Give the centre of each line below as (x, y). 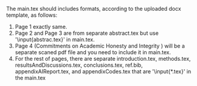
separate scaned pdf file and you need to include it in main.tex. (93, 52)
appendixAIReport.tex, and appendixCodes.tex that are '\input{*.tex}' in (103, 71)
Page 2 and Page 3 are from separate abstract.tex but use (87, 33)
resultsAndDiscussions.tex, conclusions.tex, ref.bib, (79, 65)
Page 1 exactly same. (41, 27)
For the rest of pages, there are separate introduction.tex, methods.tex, (103, 59)
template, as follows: (32, 15)
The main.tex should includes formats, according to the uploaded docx (94, 9)
